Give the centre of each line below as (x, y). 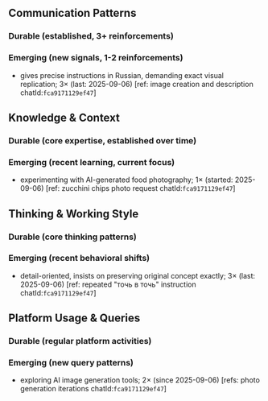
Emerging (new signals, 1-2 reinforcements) (96, 58)
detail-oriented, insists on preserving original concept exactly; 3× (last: (138, 275)
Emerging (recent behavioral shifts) (79, 258)
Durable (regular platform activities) (80, 341)
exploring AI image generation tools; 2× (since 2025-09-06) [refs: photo (140, 380)
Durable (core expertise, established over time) (103, 140)
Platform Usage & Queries (74, 318)
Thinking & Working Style (74, 214)
